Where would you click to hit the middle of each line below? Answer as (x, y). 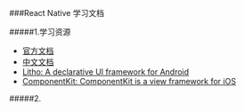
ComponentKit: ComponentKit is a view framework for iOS (129, 81)
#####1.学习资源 (40, 32)
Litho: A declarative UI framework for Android (106, 72)
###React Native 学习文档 (57, 13)
